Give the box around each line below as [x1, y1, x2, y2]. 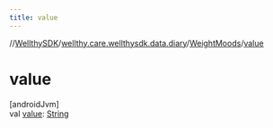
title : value [9, 13, 58, 22]
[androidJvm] [9, 98, 60, 109]
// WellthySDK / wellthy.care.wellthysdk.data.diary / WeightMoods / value [9, 38, 264, 48]
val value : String [9, 108, 69, 119]
